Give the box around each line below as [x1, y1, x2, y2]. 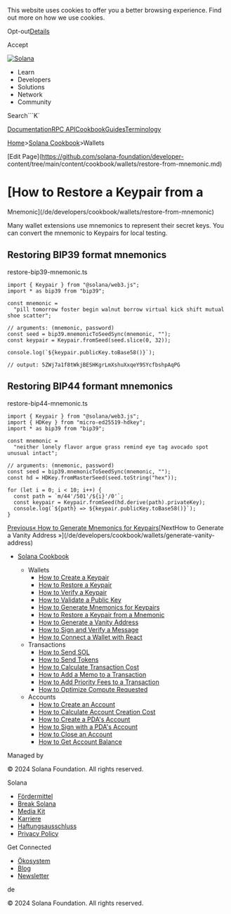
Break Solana [17, 799, 56, 808]
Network [17, 91, 44, 98]
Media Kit [17, 806, 46, 815]
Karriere [17, 814, 41, 823]
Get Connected [7, 843, 51, 851]
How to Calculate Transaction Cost [38, 662, 139, 671]
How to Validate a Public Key [38, 596, 121, 604]
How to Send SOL [38, 648, 90, 656]
